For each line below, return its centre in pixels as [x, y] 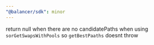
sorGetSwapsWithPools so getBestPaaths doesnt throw [72, 35]
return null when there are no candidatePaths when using [77, 29]
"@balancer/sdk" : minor [36, 12]
